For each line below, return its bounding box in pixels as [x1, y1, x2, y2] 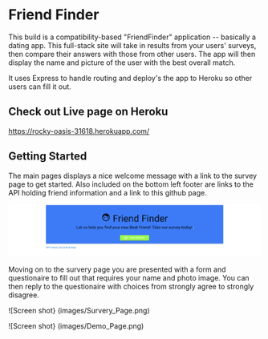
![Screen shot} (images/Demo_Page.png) [8, 321, 144, 330]
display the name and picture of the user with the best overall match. [8, 58, 236, 67]
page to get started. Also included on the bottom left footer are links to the [8, 179, 254, 189]
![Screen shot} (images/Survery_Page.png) [8, 305, 150, 315]
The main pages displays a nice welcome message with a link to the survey [8, 171, 258, 180]
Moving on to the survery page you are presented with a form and [8, 264, 226, 274]
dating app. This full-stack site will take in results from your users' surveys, [8, 40, 257, 50]
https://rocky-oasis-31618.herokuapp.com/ [8, 126, 150, 135]
